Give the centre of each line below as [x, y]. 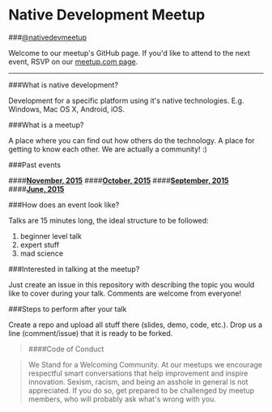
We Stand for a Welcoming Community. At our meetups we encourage [145, 364]
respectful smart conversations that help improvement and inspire [138, 373]
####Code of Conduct [66, 349]
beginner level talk [51, 236]
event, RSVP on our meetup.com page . [73, 62]
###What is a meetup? [46, 125]
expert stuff [40, 244]
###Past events [35, 164]
